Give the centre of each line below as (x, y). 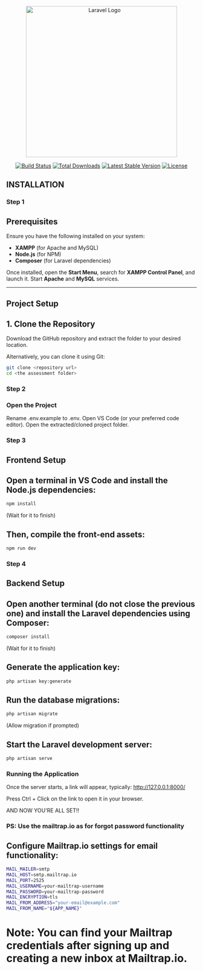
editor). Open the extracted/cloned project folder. (68, 425)
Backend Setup (36, 583)
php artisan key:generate (39, 681)
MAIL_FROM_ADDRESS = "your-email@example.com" (63, 903)
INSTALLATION (35, 185)
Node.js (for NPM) (38, 255)
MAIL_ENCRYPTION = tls (32, 897)
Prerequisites (32, 222)
